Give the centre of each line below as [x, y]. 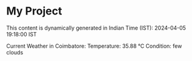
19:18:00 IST [22, 34]
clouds [15, 52]
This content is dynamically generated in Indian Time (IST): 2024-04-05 [96, 28]
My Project [34, 11]
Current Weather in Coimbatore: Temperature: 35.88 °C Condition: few [94, 46]
